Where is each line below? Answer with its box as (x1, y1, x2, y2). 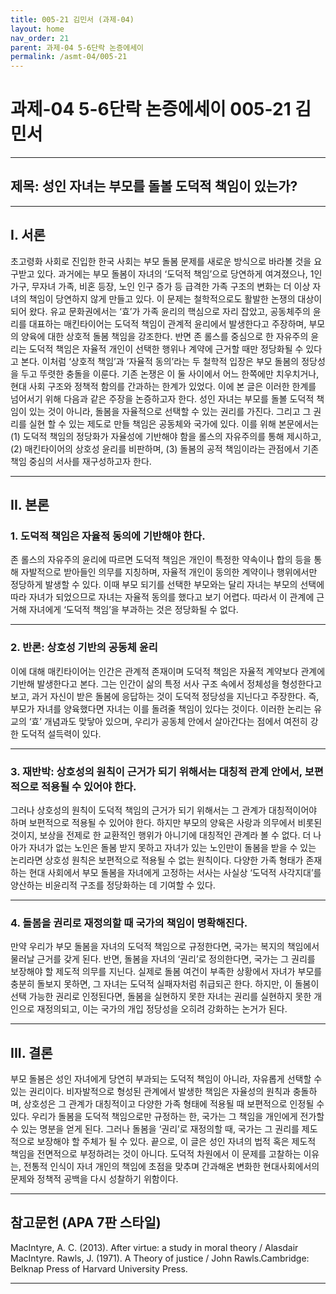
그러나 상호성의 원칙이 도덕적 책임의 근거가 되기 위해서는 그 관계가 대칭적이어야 (10, 804, 318, 816)
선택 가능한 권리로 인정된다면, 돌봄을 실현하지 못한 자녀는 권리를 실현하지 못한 (10, 991, 312, 1003)
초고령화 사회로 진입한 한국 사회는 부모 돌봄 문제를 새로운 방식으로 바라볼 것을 (10, 255, 312, 267)
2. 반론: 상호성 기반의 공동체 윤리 (10, 641, 158, 655)
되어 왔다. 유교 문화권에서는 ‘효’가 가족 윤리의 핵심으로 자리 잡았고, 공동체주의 (10, 305, 311, 317)
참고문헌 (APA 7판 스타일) (10, 1214, 162, 1231)
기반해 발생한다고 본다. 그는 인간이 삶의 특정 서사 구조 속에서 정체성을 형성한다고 (10, 677, 323, 690)
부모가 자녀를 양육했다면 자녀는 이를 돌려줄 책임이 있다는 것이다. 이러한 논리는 (10, 702, 312, 715)
